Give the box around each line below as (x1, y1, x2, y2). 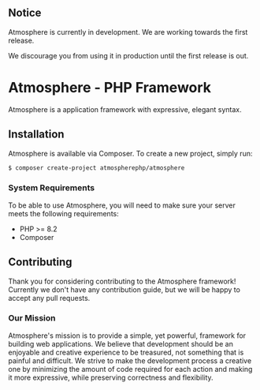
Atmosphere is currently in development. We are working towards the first (8, 27, 248, 36)
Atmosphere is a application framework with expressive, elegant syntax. (8, 104, 242, 114)
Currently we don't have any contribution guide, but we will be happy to (8, 284, 240, 294)
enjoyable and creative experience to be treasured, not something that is (8, 347, 244, 357)
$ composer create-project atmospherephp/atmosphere (8, 163, 185, 172)
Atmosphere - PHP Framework (8, 79, 211, 96)
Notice (8, 6, 42, 20)
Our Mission (8, 313, 56, 324)
